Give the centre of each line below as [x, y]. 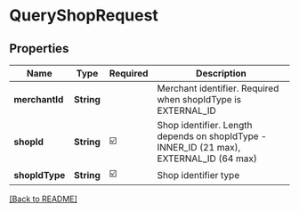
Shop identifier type [198, 175]
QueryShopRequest [84, 16]
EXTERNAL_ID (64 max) [207, 159]
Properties [39, 49]
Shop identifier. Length [205, 125]
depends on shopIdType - [212, 136]
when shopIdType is [199, 99]
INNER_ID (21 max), [199, 147]
